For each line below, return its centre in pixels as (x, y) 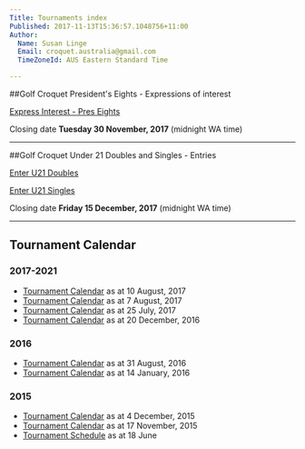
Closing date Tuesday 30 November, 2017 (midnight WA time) (126, 129)
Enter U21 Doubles (44, 173)
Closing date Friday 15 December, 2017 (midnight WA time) (120, 208)
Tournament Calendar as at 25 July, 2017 (99, 310)
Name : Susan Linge (53, 43)
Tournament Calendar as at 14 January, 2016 (106, 373)
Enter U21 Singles (42, 190)
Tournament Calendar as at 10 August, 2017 (104, 291)
